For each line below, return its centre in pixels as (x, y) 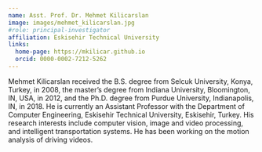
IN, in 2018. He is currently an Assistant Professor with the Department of (127, 106)
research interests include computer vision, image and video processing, (126, 123)
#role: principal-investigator (59, 30)
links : (19, 45)
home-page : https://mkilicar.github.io (80, 52)
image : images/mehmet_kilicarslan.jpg (71, 23)
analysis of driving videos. (51, 139)
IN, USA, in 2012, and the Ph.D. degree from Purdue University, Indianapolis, (131, 98)
